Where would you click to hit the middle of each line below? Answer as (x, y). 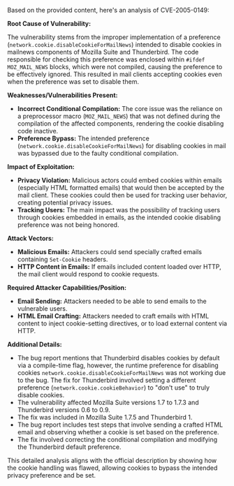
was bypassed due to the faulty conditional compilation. (98, 153)
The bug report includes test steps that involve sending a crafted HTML (120, 425)
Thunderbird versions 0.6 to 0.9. (64, 410)
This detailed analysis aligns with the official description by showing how (112, 461)
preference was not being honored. (68, 225)
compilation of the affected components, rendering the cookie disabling (120, 124)
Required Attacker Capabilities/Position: (67, 288)
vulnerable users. (42, 309)
